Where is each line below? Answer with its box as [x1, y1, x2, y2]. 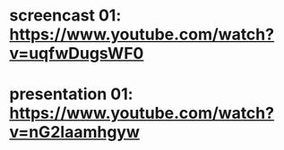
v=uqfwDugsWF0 [9, 44, 144, 63]
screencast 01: [9, 5, 122, 26]
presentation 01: [9, 84, 133, 104]
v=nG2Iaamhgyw [9, 122, 141, 143]
